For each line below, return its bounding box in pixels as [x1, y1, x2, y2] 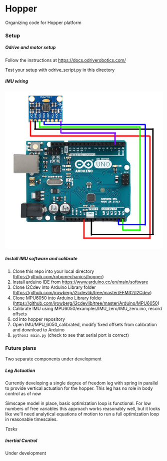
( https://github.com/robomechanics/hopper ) [12, 273, 104, 279]
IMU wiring [5, 78, 28, 84]
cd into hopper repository [12, 316, 65, 322]
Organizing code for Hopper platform [5, 20, 81, 26]
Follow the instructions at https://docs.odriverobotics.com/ [5, 57, 126, 63]
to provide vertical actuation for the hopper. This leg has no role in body [5, 385, 153, 391]
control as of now [5, 391, 41, 397]
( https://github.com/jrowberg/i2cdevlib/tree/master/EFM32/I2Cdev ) [12, 289, 152, 295]
